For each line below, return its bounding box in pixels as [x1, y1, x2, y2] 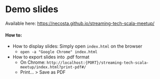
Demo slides [5, 4, 59, 15]
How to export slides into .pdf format [12, 54, 90, 60]
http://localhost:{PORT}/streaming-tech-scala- [46, 60, 149, 65]
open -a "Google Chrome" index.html [20, 50, 98, 55]
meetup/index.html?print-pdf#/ [20, 65, 87, 70]
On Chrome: [20, 59, 46, 65]
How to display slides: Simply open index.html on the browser [12, 43, 143, 49]
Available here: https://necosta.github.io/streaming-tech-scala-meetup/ [5, 20, 155, 26]
